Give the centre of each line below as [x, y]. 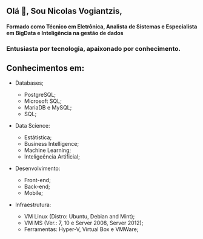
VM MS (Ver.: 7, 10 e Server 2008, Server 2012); [84, 223]
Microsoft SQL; [43, 101]
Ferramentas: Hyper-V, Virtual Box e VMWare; [81, 229]
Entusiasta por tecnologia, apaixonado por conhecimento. [93, 48]
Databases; [29, 83]
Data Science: [32, 125]
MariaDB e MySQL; [48, 107]
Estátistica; [38, 137]
